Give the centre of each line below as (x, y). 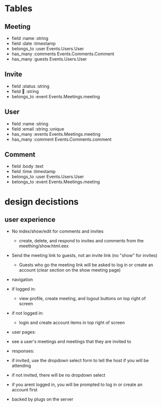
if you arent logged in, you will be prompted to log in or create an (77, 385)
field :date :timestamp (34, 43)
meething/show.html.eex (44, 246)
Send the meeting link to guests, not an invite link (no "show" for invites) (84, 256)
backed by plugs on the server (43, 399)
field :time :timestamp (34, 171)
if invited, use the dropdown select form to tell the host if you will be (80, 361)
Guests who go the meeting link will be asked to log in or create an (86, 265)
